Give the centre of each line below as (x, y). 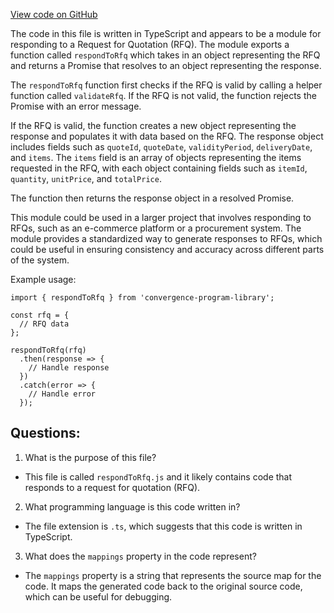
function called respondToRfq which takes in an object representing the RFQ (165, 55)
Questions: (45, 433)
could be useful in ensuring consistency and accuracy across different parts (167, 249)
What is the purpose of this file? (90, 457)
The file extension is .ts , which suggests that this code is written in (163, 526)
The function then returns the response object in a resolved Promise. (152, 198)
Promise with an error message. (76, 106)
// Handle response (69, 368)
